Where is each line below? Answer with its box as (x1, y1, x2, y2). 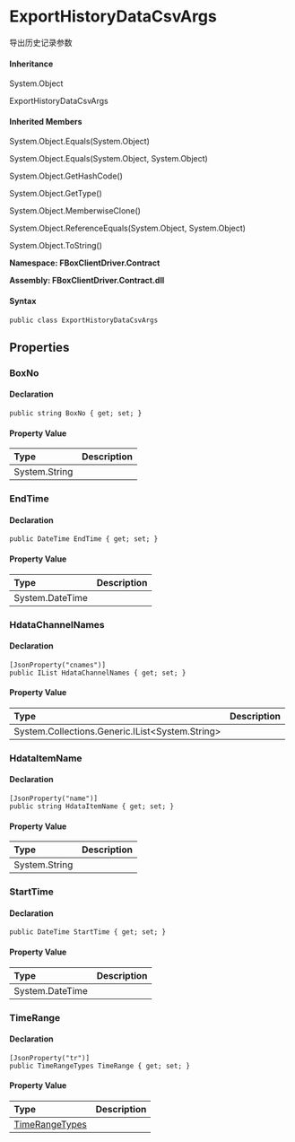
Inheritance (9, 58, 54, 69)
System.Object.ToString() (9, 240, 103, 251)
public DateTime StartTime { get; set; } (9, 928, 167, 937)
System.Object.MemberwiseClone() (9, 205, 142, 216)
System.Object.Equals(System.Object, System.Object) (9, 153, 208, 164)
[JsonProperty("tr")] (9, 1053, 91, 1062)
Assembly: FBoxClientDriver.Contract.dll (9, 275, 165, 286)
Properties (9, 339, 70, 355)
